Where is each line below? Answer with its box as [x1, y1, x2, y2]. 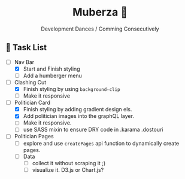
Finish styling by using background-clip [23, 86, 120, 92]
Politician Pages [14, 133, 54, 140]
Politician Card [14, 99, 50, 107]
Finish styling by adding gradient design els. [23, 106, 132, 113]
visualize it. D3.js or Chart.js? [32, 166, 104, 173]
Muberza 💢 [72, 5, 128, 19]
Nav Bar [14, 58, 35, 65]
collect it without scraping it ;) [32, 159, 106, 166]
